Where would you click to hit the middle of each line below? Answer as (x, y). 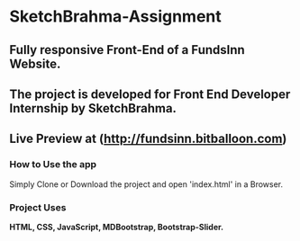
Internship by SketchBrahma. (93, 108)
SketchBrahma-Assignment (116, 17)
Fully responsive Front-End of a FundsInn (127, 50)
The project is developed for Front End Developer (150, 94)
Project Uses (38, 207)
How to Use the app (53, 165)
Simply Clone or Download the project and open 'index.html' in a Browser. (146, 184)
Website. (35, 63)
